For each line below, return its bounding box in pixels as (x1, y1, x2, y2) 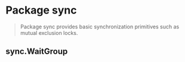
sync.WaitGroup (5, 47, 68, 57)
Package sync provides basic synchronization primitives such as (20, 23, 180, 30)
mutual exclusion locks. (20, 29, 78, 36)
